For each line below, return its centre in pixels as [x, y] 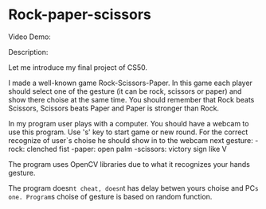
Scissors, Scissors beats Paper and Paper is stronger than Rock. [114, 108]
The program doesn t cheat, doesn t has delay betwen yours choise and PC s [133, 188]
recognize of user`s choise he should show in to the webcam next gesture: [131, 140]
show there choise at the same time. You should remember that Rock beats [131, 99]
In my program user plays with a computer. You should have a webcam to [129, 123]
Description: [28, 52]
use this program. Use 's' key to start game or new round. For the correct [128, 132]
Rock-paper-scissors [80, 15]
